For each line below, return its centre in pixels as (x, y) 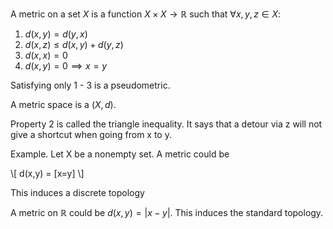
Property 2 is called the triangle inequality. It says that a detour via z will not (166, 124)
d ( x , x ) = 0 (46, 55)
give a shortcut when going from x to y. (91, 134)
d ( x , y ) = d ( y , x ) (56, 34)
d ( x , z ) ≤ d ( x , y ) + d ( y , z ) (74, 44)
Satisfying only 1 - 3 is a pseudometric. (90, 85)
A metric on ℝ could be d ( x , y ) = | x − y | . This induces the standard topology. (167, 212)
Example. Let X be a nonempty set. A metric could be (120, 154)
